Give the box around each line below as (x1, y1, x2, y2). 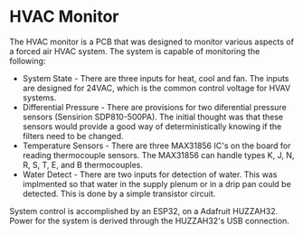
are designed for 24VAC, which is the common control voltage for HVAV (22, 82, 291, 93)
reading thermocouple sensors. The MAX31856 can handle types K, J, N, (22, 149, 295, 160)
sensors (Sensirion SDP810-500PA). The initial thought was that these (22, 111, 283, 122)
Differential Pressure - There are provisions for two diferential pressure (22, 101, 287, 112)
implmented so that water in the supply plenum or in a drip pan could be (22, 178, 291, 189)
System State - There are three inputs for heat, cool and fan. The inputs (22, 72, 289, 83)
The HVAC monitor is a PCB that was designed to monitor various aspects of (9, 36, 294, 47)
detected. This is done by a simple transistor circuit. (22, 188, 216, 199)
